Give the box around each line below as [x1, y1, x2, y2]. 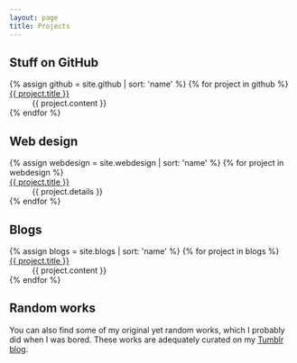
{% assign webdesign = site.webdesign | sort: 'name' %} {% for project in [9, 158, 284, 168]
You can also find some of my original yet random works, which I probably [9, 324, 286, 335]
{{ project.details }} [32, 186, 104, 197]
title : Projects [9, 22, 70, 31]
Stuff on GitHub [9, 55, 99, 70]
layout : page [9, 13, 59, 23]
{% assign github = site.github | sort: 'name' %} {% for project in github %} [9, 78, 289, 90]
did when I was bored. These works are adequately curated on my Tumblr [9, 334, 284, 345]
